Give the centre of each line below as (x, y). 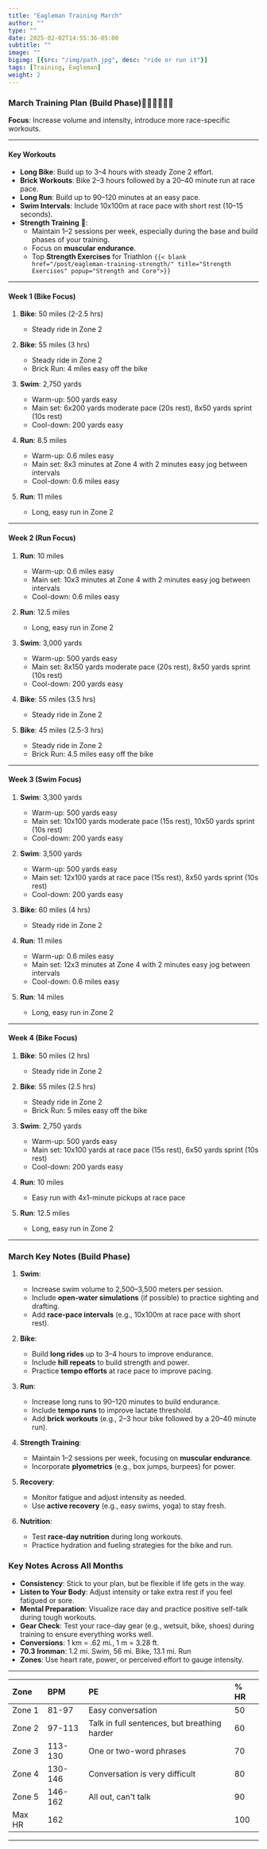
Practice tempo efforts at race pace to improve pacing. (122, 1371)
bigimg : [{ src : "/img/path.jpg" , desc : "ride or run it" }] (108, 61)
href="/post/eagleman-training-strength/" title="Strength (132, 264)
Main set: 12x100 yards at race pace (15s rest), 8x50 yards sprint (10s (145, 877)
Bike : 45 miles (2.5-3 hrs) (62, 730)
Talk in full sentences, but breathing (155, 1723)
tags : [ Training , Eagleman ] (55, 68)
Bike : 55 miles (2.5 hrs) (58, 1086)
